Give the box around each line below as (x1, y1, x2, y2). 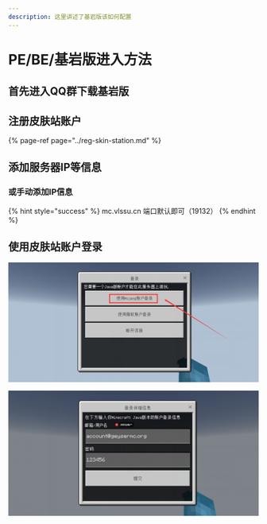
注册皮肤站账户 (8, 114, 82, 127)
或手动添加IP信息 (8, 187, 73, 198)
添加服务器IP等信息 (8, 161, 102, 174)
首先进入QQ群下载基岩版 (8, 84, 130, 99)
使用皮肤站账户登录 (8, 240, 103, 254)
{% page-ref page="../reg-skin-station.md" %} (8, 136, 161, 146)
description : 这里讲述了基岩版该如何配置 (8, 13, 132, 21)
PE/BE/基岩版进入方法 (8, 50, 153, 68)
